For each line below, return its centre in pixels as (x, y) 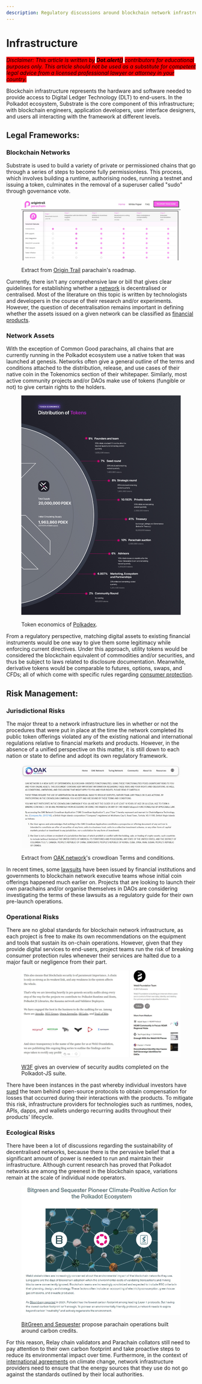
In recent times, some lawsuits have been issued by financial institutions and (101, 869)
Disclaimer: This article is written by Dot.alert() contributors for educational (100, 60)
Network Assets (30, 336)
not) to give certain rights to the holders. (56, 387)
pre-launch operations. (35, 901)
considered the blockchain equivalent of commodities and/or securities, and (101, 656)
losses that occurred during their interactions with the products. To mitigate (100, 1097)
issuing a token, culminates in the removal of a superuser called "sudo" (94, 185)
